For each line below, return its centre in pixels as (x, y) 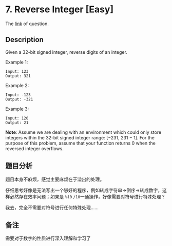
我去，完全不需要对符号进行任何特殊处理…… (52, 207)
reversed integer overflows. (35, 148)
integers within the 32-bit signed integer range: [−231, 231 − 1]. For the (80, 137)
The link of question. (27, 24)
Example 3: (17, 109)
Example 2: (17, 85)
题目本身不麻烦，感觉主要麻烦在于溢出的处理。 (55, 179)
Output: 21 (17, 122)
